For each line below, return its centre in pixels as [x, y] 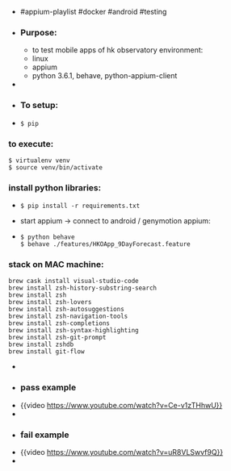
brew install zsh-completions [59, 323]
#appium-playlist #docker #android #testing [93, 12]
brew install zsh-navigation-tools [68, 317]
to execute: [31, 144]
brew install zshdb [41, 345]
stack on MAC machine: [56, 265]
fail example [45, 435]
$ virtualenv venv [39, 160]
